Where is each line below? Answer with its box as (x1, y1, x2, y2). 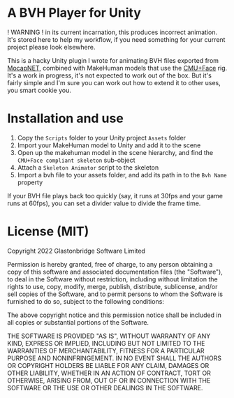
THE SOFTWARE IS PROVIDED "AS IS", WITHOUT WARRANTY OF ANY (7, 332, 211, 340)
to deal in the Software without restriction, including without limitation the (7, 274, 218, 283)
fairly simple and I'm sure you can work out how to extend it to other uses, (7, 78, 221, 87)
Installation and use (7, 110, 124, 126)
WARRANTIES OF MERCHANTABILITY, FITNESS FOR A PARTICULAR (7, 346, 205, 355)
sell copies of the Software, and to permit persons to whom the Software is (7, 290, 224, 298)
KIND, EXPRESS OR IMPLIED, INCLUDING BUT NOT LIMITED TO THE (7, 339, 205, 347)
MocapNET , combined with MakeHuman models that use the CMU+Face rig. (7, 64, 228, 72)
